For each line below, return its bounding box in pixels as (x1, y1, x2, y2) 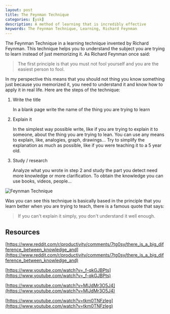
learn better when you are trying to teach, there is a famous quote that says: (5, 203, 164, 210)
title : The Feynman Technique (5, 12, 70, 17)
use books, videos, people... (12, 178, 72, 184)
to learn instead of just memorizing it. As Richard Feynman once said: (5, 51, 151, 57)
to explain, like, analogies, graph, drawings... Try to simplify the (12, 137, 145, 143)
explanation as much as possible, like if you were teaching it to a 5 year (12, 143, 162, 149)
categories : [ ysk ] (5, 17, 44, 22)
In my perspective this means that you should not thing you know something (5, 76, 165, 82)
